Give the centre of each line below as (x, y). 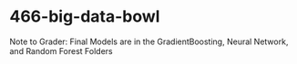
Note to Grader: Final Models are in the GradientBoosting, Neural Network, (149, 41)
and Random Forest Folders (61, 50)
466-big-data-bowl (85, 17)
